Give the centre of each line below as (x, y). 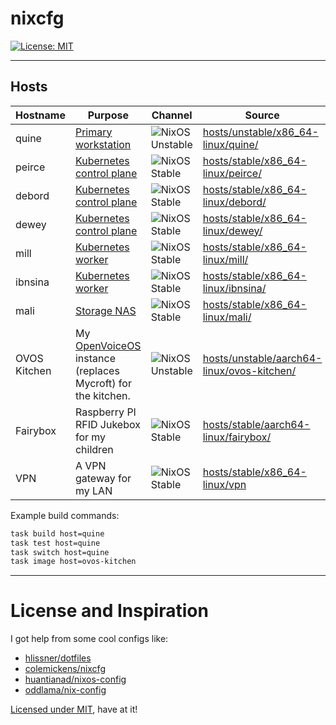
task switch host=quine (60, 552)
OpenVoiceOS (108, 345)
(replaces (97, 370)
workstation (103, 144)
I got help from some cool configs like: (89, 639)
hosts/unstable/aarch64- (262, 358)
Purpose (108, 115)
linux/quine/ (230, 144)
